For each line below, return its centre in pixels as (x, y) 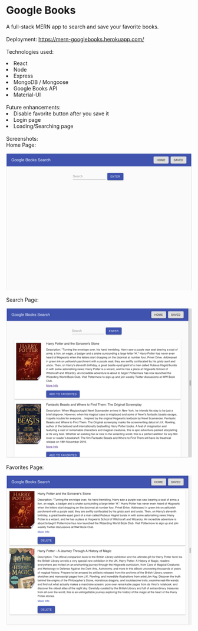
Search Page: (22, 300)
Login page (27, 119)
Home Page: (21, 145)
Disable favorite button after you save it (61, 114)
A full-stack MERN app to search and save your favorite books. (82, 27)
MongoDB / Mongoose (41, 82)
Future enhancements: (33, 107)
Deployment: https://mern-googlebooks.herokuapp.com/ (75, 39)
